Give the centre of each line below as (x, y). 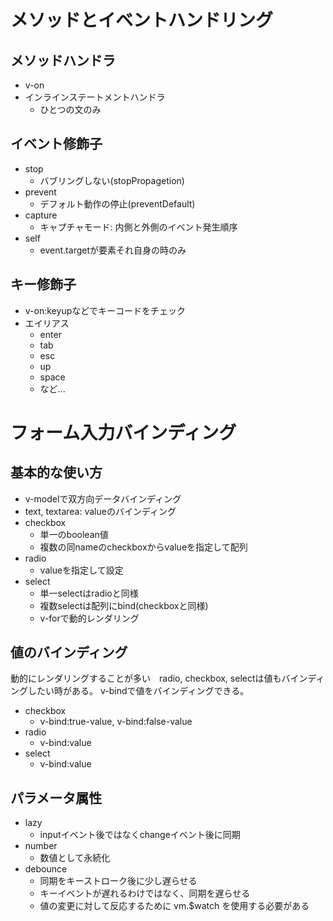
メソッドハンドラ (63, 60)
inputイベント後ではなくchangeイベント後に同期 (140, 835)
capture (41, 215)
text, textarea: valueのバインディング (100, 511)
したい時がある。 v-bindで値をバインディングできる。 (138, 691)
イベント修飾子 (56, 144)
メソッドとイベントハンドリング (142, 20)
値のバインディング (69, 652)
